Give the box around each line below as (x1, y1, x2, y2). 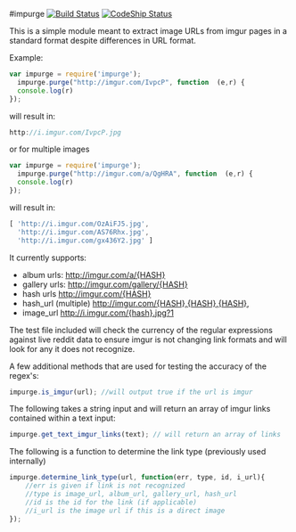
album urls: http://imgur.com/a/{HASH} (21, 269, 166, 280)
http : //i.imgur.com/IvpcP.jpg (9, 127, 122, 137)
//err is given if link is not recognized (25, 481, 185, 490)
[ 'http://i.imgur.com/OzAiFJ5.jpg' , (9, 219, 150, 228)
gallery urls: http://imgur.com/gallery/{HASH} (21, 279, 189, 290)
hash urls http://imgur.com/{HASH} (21, 288, 152, 299)
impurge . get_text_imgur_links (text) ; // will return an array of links (9, 430, 281, 439)
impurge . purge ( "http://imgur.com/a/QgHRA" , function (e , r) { (17, 169, 253, 178)
